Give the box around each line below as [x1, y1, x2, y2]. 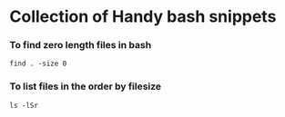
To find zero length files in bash [9, 39, 152, 52]
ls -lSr [9, 101, 39, 110]
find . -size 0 [9, 59, 67, 69]
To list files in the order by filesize [9, 80, 162, 93]
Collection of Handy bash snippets [9, 6, 277, 27]
